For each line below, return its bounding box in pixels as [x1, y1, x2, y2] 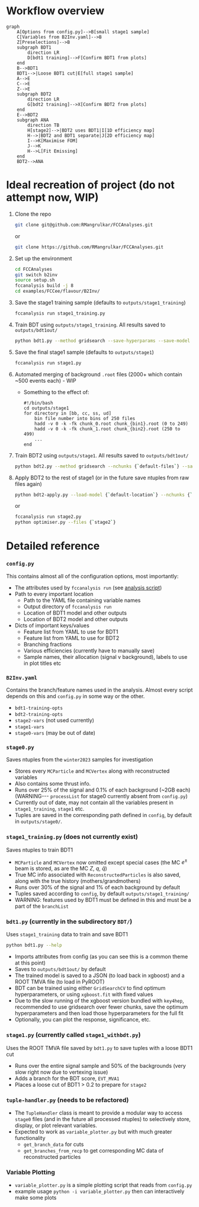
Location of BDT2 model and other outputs [23, 615, 129, 623]
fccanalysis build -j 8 [14, 283, 74, 289]
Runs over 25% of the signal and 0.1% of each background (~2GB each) [14, 786, 191, 793]
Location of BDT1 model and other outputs [23, 609, 127, 616]
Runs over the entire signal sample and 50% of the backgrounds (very [14, 1062, 187, 1069]
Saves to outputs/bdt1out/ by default [14, 966, 106, 973]
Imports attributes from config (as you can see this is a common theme [14, 953, 188, 961]
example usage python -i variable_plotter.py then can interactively [14, 1188, 185, 1195]
